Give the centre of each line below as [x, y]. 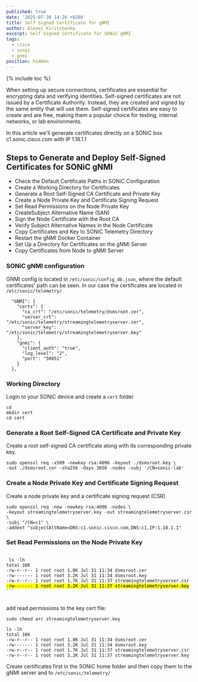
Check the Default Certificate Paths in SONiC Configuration [87, 181]
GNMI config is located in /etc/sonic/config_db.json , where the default [94, 279]
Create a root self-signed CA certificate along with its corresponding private [99, 446]
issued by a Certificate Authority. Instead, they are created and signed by [95, 102]
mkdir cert [20, 413]
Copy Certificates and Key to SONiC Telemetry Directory [84, 231]
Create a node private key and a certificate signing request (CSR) [86, 496]
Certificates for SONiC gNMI [60, 167]
